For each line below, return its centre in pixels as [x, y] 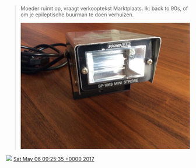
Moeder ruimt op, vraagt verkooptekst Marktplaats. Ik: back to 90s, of [104, 8]
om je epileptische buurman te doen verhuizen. [77, 15]
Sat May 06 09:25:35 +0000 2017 [54, 159]
